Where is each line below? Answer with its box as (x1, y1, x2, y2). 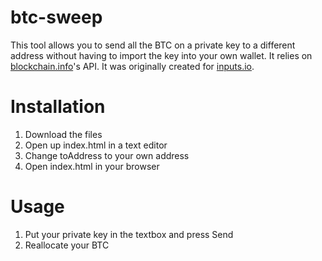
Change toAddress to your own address (24, 149, 190, 161)
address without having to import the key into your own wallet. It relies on (10, 49, 313, 61)
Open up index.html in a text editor (24, 139, 168, 151)
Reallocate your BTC (24, 239, 110, 251)
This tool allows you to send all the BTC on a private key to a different (10, 39, 296, 51)
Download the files (24, 128, 103, 140)
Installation (10, 96, 106, 118)
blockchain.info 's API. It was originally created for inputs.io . (10, 60, 255, 72)
